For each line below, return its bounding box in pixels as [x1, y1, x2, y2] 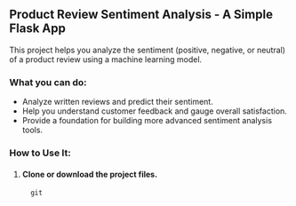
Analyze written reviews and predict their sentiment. [21, 97, 213, 107]
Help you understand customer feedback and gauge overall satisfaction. [21, 106, 287, 116]
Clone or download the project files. [21, 169, 158, 179]
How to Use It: [9, 147, 71, 159]
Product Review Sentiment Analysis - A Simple [9, 7, 274, 22]
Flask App [9, 21, 67, 36]
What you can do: [9, 75, 87, 88]
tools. [21, 124, 43, 136]
